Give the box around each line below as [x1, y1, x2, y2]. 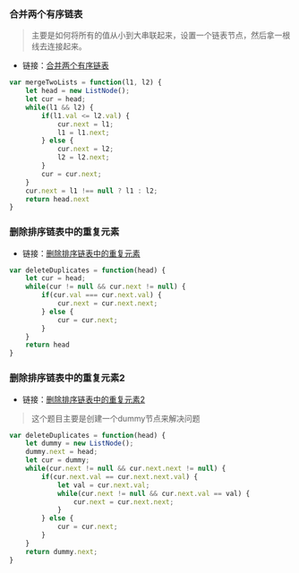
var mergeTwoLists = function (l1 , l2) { [9, 78, 163, 87]
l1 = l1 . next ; [56, 128, 110, 137]
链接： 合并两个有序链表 [21, 60, 109, 71]
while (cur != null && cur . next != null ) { [25, 282, 186, 292]
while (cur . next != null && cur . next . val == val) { [56, 489, 251, 498]
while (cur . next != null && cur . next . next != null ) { [25, 464, 226, 474]
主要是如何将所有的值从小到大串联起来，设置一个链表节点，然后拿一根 [30, 30, 291, 41]
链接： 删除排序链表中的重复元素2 [21, 394, 146, 405]
